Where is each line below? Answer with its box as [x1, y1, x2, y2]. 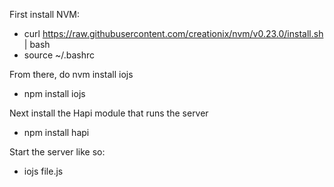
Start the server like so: [9, 146, 106, 158]
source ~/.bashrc [23, 49, 96, 61]
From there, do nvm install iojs [9, 69, 134, 80]
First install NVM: [9, 9, 80, 20]
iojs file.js [23, 165, 64, 177]
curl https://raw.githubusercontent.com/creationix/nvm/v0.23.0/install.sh [23, 28, 324, 39]
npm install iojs [23, 88, 86, 99]
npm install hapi [23, 127, 90, 138]
